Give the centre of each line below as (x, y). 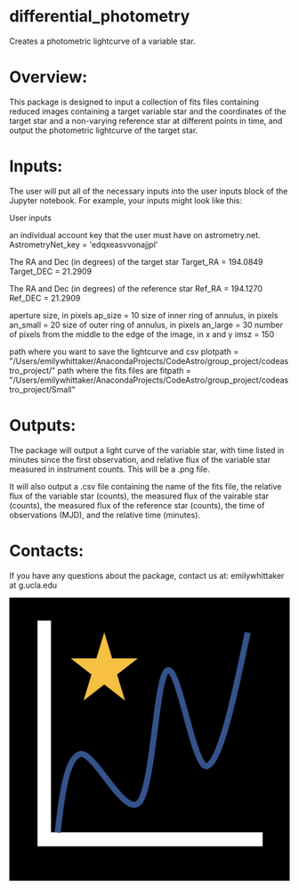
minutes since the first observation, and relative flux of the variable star (140, 459)
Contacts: (47, 551)
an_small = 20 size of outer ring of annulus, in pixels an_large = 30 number (146, 325)
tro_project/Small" (42, 389)
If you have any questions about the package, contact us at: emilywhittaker (147, 575)
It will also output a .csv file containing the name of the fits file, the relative (145, 486)
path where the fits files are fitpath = (124, 370)
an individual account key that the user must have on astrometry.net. (135, 235)
